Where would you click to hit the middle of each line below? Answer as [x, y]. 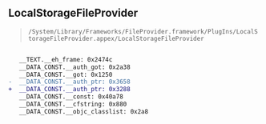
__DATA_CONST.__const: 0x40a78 [71, 97]
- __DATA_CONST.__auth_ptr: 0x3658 [69, 82]
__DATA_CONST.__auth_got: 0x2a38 [75, 67]
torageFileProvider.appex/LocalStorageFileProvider [116, 38]
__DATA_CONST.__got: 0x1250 [66, 74]
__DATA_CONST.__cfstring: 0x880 [73, 104]
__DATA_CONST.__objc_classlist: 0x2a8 [84, 111]
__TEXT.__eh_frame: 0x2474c [66, 59]
